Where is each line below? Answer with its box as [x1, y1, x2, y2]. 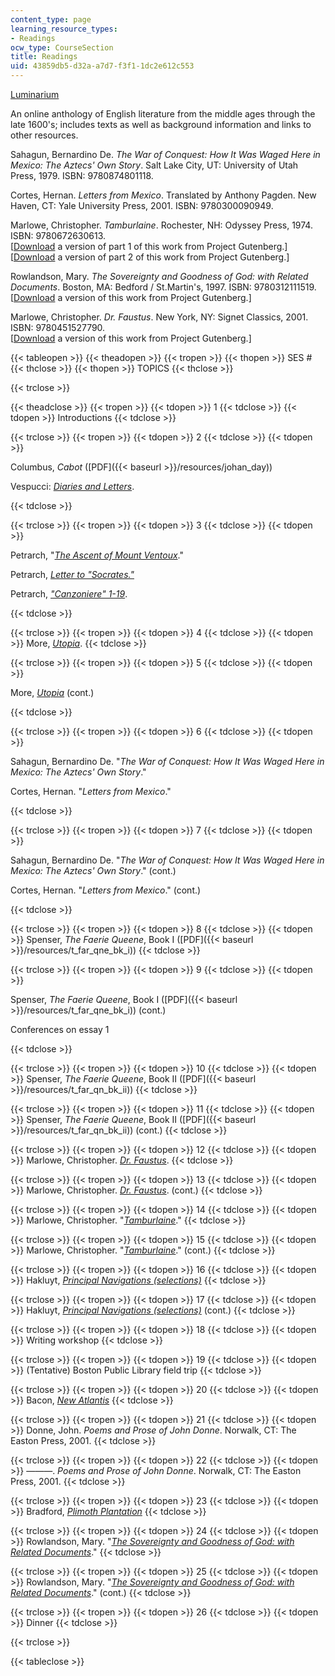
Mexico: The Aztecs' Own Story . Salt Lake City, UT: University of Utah [10, 159, 299, 171]
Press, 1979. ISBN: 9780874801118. [10, 170, 154, 181]
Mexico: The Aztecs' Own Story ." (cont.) [10, 865, 177, 876]
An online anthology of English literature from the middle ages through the [10, 108, 316, 120]
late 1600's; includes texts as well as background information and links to [10, 119, 312, 130]
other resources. [10, 129, 79, 141]
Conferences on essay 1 [10, 1024, 110, 1035]
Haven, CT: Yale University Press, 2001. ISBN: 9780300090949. [10, 200, 274, 211]
